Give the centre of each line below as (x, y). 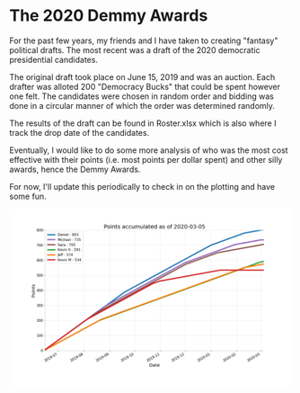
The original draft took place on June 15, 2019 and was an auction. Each (142, 76)
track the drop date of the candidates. (79, 132)
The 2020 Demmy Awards (109, 16)
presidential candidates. (54, 59)
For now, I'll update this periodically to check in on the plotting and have (142, 186)
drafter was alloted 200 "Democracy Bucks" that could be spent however (145, 86)
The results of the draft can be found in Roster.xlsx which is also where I (143, 123)
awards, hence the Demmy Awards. (75, 169)
